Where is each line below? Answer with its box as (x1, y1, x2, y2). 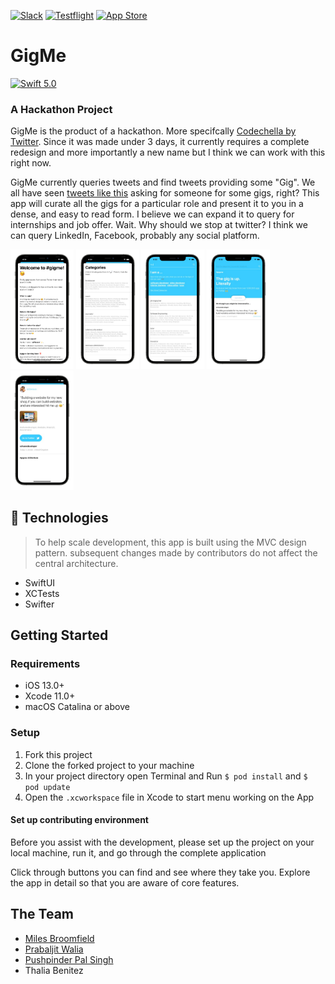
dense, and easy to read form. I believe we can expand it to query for (10, 208, 295, 220)
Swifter (24, 598, 55, 610)
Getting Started (10, 627, 109, 644)
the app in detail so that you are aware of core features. (10, 876, 240, 889)
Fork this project (24, 748, 93, 760)
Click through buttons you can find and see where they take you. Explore (10, 866, 311, 878)
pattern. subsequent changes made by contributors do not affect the (34, 546, 318, 559)
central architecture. (34, 557, 119, 569)
